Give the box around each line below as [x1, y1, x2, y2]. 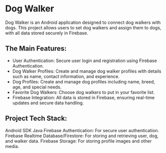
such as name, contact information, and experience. [12, 73, 120, 79]
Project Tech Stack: [5, 114, 67, 123]
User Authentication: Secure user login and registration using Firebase [12, 58, 157, 64]
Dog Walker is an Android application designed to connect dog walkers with [5, 19, 161, 25]
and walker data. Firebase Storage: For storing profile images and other [5, 138, 152, 144]
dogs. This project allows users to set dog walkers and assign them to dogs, [5, 24, 162, 30]
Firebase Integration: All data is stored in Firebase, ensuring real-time [12, 94, 155, 100]
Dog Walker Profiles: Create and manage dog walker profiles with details [12, 68, 162, 74]
